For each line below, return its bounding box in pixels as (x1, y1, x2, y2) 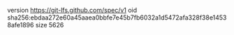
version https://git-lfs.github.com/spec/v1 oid (7, 6, 138, 14)
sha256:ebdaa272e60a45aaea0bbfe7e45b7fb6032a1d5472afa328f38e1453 (7, 13, 227, 22)
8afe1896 (7, 21, 34, 29)
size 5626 (35, 21, 64, 29)
